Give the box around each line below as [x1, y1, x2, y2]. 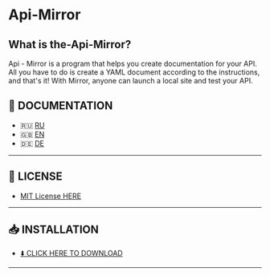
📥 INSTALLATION [8, 223, 99, 237]
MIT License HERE [19, 191, 82, 201]
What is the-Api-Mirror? [8, 38, 132, 51]
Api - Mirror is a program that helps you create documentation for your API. [8, 59, 257, 68]
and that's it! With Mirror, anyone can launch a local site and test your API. [8, 76, 253, 85]
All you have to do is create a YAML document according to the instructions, [8, 67, 260, 77]
